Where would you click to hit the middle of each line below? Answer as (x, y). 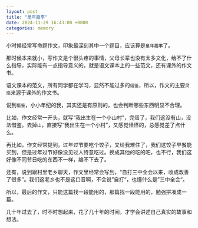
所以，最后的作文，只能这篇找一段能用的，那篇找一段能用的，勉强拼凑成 (94, 192)
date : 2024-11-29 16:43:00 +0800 (47, 22)
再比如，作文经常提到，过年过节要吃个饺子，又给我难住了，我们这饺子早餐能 (99, 145)
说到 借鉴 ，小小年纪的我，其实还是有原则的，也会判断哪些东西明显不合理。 (96, 105)
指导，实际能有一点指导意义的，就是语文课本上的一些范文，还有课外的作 (99, 65)
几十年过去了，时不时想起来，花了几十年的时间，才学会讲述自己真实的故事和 (99, 212)
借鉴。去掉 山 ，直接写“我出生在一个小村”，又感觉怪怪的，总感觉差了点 (96, 125)
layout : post (22, 11)
